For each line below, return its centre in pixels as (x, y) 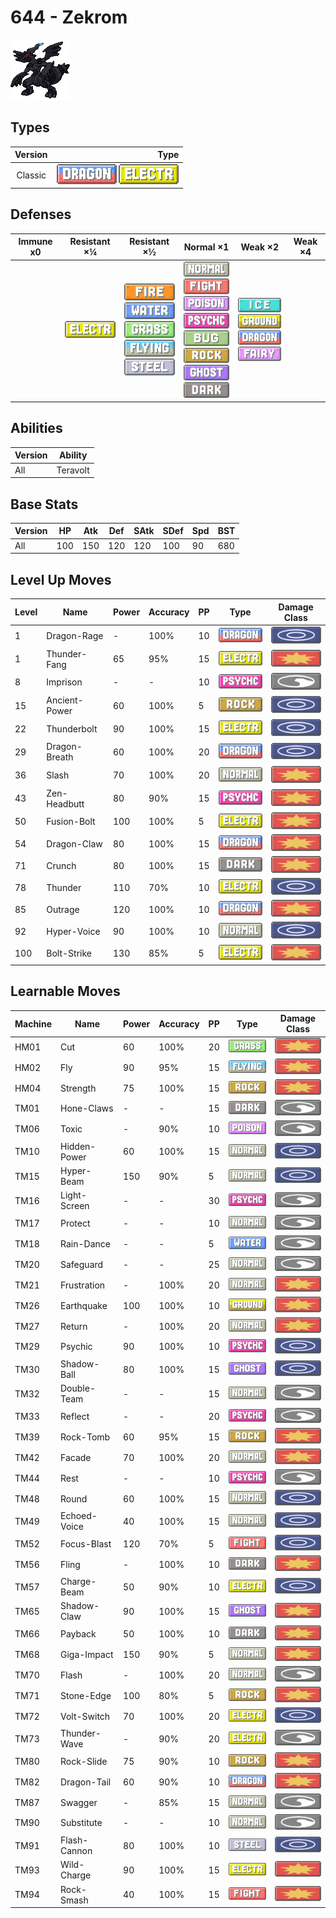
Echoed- (78, 1516)
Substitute (81, 1823)
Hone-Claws (86, 1108)
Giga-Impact (86, 1654)
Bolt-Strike (69, 953)
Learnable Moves (65, 991)
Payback (78, 1633)
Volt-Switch (85, 1716)
